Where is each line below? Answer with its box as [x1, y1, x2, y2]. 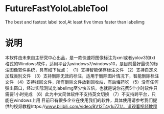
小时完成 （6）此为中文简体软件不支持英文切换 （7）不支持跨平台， [15, 91, 152, 97]
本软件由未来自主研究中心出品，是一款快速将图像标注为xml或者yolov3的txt [5, 55, 156, 60]
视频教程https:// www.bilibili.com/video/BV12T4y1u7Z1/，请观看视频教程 [13, 103, 158, 109]
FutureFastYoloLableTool [5, 3, 108, 14]
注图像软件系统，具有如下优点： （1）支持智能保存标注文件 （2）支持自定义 [5, 67, 158, 73]
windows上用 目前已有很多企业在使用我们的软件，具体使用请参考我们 [13, 97, 153, 103]
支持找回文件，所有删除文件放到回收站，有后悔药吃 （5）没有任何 [26, 79, 159, 85]
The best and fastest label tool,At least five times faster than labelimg [5, 19, 145, 25]
